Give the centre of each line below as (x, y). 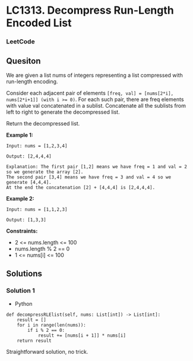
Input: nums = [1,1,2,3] (37, 209)
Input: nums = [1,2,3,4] (37, 146)
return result (34, 340)
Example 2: (20, 198)
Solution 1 (20, 291)
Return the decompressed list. (43, 123)
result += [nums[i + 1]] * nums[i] (82, 335)
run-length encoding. (32, 81)
